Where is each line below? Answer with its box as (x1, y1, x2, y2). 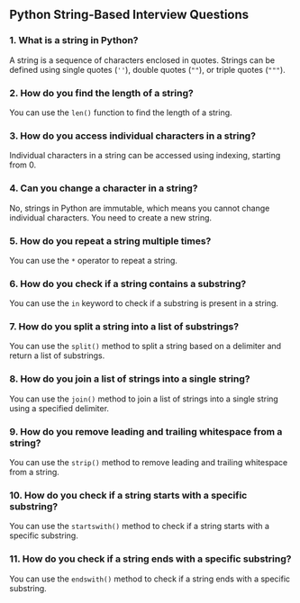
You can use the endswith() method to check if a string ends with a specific (9, 573, 291, 584)
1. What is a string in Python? (9, 34, 139, 47)
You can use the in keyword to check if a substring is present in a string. (9, 298, 279, 309)
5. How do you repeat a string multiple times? (9, 234, 212, 247)
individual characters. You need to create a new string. (9, 211, 213, 223)
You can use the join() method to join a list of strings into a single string (9, 393, 279, 404)
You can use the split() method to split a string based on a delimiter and (9, 341, 282, 352)
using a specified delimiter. (9, 402, 110, 413)
